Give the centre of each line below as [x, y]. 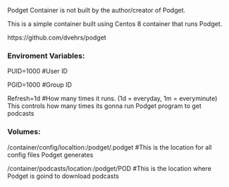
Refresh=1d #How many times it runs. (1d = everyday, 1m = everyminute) [112, 99]
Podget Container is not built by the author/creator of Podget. [97, 10]
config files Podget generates [50, 155]
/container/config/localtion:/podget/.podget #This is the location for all [110, 147]
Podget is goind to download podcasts [63, 176]
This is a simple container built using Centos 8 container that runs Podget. [115, 24]
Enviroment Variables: [46, 56]
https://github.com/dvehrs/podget [57, 37]
